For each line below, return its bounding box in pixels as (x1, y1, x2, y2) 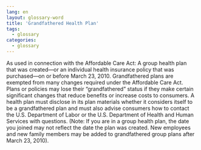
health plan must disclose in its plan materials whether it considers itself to (6, 98, 193, 105)
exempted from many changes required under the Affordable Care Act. (6, 78, 183, 86)
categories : (6, 37, 36, 43)
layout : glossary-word (6, 15, 64, 21)
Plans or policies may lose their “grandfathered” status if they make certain (6, 85, 194, 92)
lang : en (6, 9, 29, 15)
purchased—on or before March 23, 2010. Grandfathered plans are (6, 72, 174, 80)
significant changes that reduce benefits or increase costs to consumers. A (6, 92, 195, 99)
